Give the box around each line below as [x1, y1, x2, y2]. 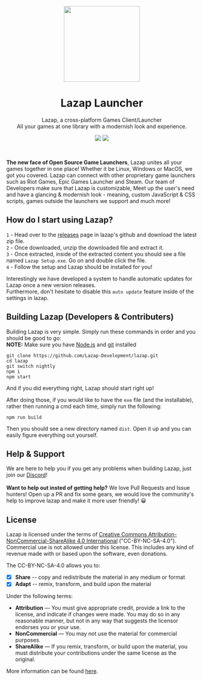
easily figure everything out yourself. [6, 431, 98, 439]
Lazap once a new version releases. [6, 281, 96, 288]
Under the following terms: [6, 593, 73, 600]
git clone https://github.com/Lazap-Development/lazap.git [6, 352, 159, 359]
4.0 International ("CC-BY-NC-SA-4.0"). [76, 537, 177, 545]
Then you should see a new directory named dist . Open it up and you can [6, 425, 191, 432]
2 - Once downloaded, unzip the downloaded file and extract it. [6, 244, 164, 251]
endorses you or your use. [15, 624, 81, 631]
